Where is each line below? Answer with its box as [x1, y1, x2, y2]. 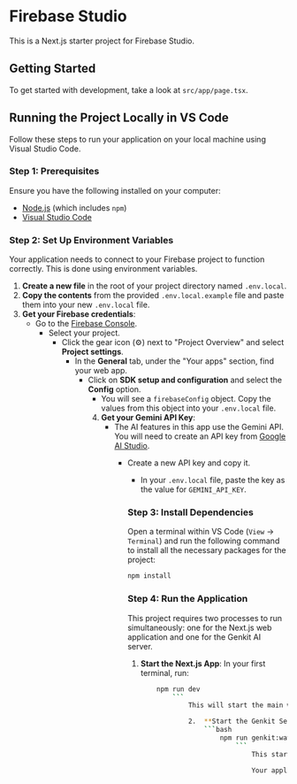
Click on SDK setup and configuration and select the [88, 374, 283, 386]
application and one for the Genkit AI [127, 631, 262, 642]
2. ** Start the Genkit [187, 717, 276, 726]
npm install [127, 572, 171, 580]
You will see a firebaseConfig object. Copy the [101, 394, 271, 404]
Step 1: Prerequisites [9, 165, 100, 178]
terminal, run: [140, 667, 190, 678]
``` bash [203, 726, 232, 734]
